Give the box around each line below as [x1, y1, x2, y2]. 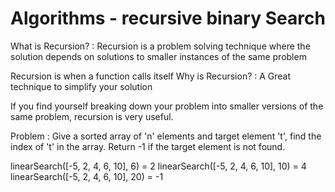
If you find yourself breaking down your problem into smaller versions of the [10, 100, 324, 112]
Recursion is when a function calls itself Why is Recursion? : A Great [10, 70, 292, 82]
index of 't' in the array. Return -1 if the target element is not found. [10, 140, 286, 152]
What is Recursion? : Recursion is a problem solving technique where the [10, 40, 311, 52]
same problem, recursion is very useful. [10, 110, 174, 122]
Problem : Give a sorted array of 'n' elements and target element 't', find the [10, 130, 322, 142]
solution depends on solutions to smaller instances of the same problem [10, 50, 307, 62]
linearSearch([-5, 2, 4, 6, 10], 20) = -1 [10, 170, 164, 182]
